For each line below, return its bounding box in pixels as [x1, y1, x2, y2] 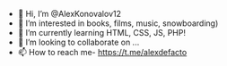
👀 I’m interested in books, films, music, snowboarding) [17, 18, 219, 29]
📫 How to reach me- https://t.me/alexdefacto [17, 47, 188, 57]
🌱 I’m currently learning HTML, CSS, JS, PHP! [17, 28, 187, 37]
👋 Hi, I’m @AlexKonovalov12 [17, 9, 121, 19]
